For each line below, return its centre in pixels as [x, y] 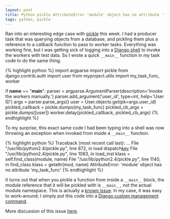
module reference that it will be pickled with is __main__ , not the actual [78, 185]
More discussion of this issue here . [42, 211]
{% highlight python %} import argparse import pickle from [67, 70]
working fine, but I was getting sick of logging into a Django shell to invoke [83, 50]
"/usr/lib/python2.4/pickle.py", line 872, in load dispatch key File [71, 149]
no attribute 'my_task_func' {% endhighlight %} [54, 170]
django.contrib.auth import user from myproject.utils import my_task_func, [82, 76]
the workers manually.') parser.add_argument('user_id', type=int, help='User [85, 96]
